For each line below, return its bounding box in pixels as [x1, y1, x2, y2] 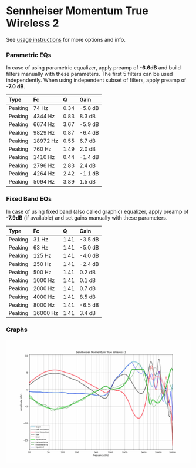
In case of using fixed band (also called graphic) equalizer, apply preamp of [6, 208, 189, 215]
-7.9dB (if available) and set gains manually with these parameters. [6, 214, 168, 221]
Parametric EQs [6, 51, 52, 59]
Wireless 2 [6, 16, 59, 30]
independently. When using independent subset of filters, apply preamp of [6, 77, 187, 84]
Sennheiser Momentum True [6, 4, 148, 18]
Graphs [6, 326, 28, 334]
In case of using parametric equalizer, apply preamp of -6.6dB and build [6, 64, 181, 71]
